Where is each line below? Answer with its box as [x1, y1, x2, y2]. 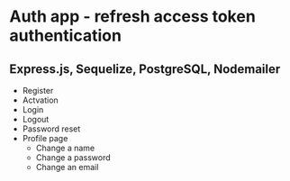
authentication [9, 25, 122, 46]
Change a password [35, 152, 111, 163]
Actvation [22, 95, 59, 105]
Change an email [35, 162, 99, 172]
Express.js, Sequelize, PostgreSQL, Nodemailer [9, 61, 281, 77]
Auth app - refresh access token [9, 6, 257, 27]
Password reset [22, 123, 81, 134]
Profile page [22, 133, 68, 143]
